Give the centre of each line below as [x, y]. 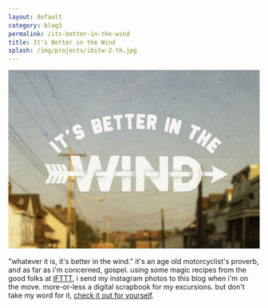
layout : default [35, 17]
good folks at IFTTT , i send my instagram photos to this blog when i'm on [128, 278]
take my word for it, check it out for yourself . [81, 295]
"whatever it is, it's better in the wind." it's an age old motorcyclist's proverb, [134, 262]
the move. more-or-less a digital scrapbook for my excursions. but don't [126, 287]
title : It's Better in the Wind [62, 42]
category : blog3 [35, 25]
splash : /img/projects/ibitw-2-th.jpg [73, 51]
